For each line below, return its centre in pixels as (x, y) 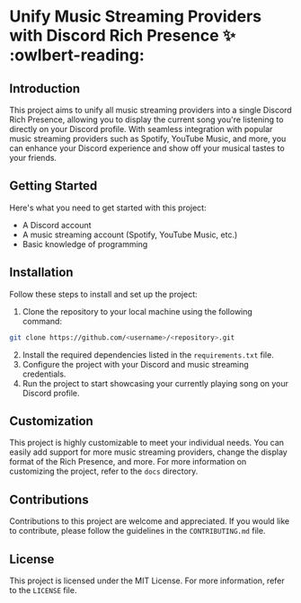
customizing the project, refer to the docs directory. (104, 471)
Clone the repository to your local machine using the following (137, 311)
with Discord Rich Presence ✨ (123, 35)
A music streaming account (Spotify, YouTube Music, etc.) (130, 235)
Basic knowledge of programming (85, 244)
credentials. (44, 374)
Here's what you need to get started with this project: (108, 208)
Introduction (45, 89)
